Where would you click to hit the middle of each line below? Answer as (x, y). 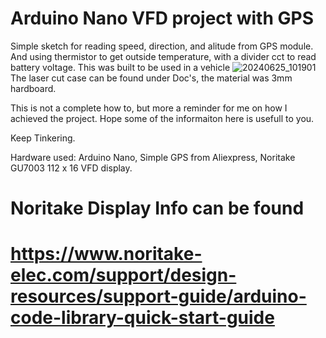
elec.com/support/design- (123, 275)
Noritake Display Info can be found (157, 208)
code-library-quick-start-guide (142, 318)
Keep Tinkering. (43, 138)
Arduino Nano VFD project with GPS (162, 18)
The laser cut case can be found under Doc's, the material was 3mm (151, 78)
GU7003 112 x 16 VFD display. (71, 168)
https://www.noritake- (106, 254)
